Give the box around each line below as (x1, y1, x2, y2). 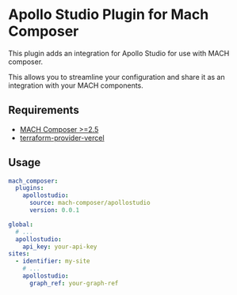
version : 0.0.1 (29, 206, 80, 214)
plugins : (15, 184, 44, 192)
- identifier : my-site (15, 257, 90, 266)
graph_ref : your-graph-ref (29, 279, 119, 287)
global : (8, 220, 34, 229)
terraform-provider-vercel (19, 133, 105, 142)
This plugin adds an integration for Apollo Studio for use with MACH (8, 48, 230, 58)
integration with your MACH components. (8, 81, 144, 90)
